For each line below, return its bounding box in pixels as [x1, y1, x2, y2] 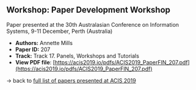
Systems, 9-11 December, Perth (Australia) [6, 27, 113, 35]
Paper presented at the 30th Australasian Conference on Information [6, 21, 179, 28]
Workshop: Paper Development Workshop [6, 5, 171, 15]
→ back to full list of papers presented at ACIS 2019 [6, 77, 136, 84]
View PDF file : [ [15, 58, 55, 66]
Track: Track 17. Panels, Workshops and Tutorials [15, 52, 139, 60]
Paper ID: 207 [15, 46, 51, 53]
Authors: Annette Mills [15, 39, 73, 46]
